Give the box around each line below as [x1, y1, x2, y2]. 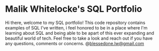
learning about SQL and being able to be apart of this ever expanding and [5, 30, 154, 36]
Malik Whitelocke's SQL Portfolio [5, 3, 142, 15]
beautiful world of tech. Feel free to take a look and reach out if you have [5, 35, 153, 41]
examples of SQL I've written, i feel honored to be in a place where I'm [5, 25, 148, 30]
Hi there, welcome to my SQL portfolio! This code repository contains [5, 20, 146, 25]
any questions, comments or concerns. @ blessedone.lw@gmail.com [5, 40, 144, 46]
